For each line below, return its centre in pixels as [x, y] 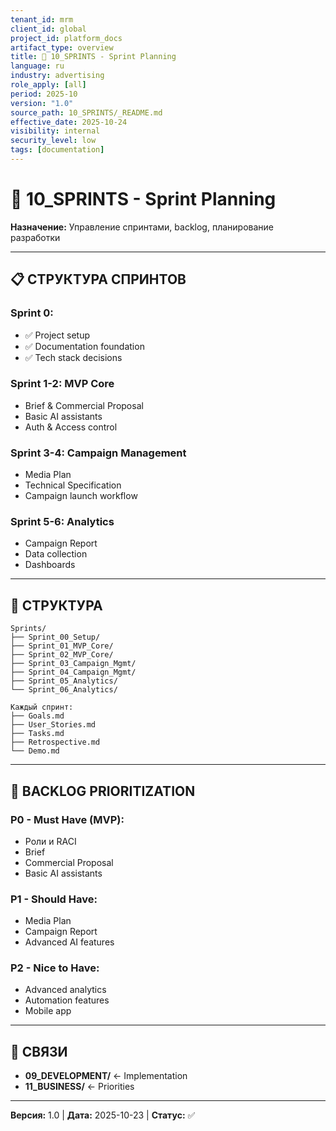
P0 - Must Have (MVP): [67, 819]
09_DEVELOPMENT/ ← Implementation [106, 1076]
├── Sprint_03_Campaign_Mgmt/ [73, 664]
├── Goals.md [37, 716]
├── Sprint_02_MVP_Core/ [62, 655]
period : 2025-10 [44, 94]
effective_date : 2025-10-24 [69, 122]
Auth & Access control [71, 427]
